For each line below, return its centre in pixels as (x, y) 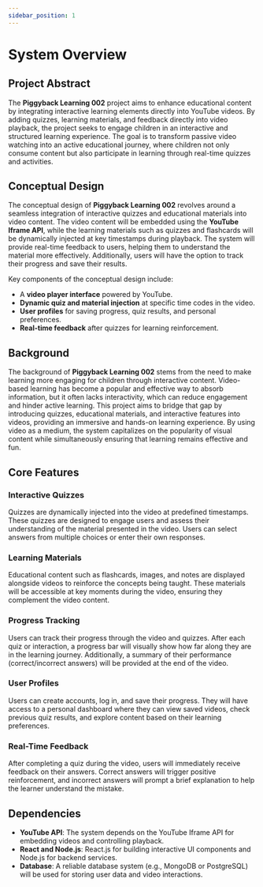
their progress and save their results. (68, 264)
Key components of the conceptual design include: (91, 279)
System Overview (68, 54)
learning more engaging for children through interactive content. (112, 381)
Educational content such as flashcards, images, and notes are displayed (127, 575)
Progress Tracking (44, 621)
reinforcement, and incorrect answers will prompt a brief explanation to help (131, 780)
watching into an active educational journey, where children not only (119, 145)
